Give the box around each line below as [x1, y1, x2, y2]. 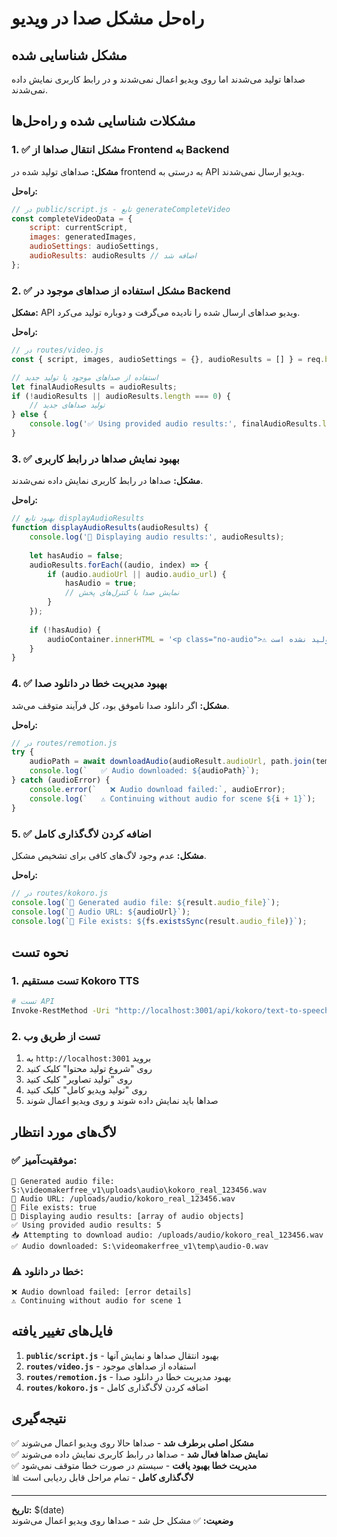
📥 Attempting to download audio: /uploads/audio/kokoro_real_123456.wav [11, 1230, 324, 1240]
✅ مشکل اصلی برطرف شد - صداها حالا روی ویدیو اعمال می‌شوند [11, 1437, 254, 1449]
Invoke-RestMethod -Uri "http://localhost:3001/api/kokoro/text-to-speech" [11, 1005, 334, 1016]
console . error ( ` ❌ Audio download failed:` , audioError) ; [29, 784, 286, 794]
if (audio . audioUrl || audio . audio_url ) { [47, 569, 227, 579]
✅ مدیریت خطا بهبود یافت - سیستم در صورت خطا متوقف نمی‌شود [11, 1459, 258, 1471]
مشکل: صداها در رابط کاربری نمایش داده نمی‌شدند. [11, 475, 204, 487]
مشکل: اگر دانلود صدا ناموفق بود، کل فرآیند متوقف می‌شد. [11, 699, 230, 711]
